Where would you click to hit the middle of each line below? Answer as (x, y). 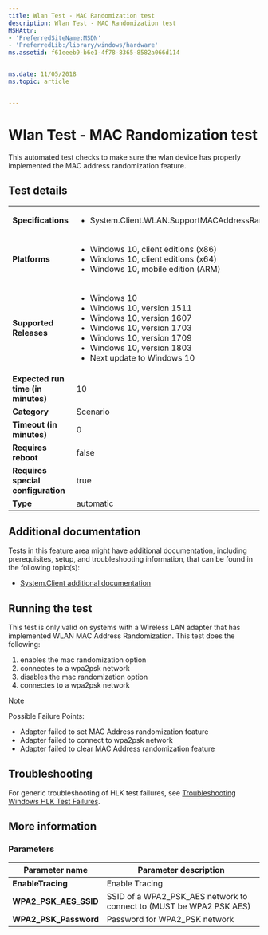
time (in (27, 389)
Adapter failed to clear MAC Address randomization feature (117, 749)
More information (53, 827)
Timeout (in (35, 424)
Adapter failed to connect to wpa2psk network (96, 740)
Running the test (50, 608)
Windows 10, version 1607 (141, 318)
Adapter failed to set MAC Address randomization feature (114, 732)
